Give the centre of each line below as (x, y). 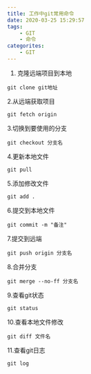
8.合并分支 (22, 267)
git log (18, 363)
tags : (15, 26)
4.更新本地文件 (28, 156)
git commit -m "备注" (37, 225)
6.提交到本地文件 (31, 210)
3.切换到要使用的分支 (37, 128)
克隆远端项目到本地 (44, 73)
